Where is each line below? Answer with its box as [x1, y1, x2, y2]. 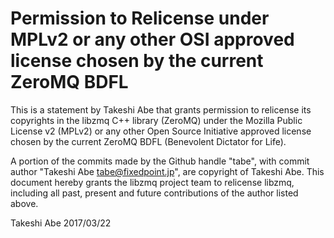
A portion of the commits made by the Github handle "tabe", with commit [10, 155, 310, 167]
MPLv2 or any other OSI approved [10, 28, 295, 51]
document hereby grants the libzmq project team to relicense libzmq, [10, 176, 295, 188]
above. [10, 197, 39, 209]
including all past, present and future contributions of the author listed [10, 187, 299, 199]
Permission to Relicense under [10, 7, 270, 30]
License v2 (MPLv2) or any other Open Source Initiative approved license [10, 125, 312, 137]
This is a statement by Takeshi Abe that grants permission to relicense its [10, 103, 312, 116]
